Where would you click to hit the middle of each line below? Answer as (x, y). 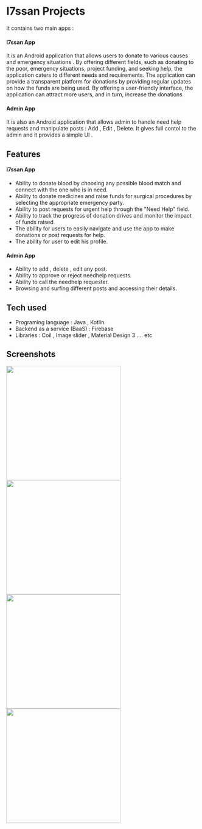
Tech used (26, 308)
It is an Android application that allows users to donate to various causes (97, 55)
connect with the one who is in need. (61, 190)
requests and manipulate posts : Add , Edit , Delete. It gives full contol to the (101, 129)
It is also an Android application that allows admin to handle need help (94, 122)
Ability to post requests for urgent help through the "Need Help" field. (102, 209)
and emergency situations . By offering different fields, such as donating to (100, 62)
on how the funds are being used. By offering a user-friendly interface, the (100, 88)
